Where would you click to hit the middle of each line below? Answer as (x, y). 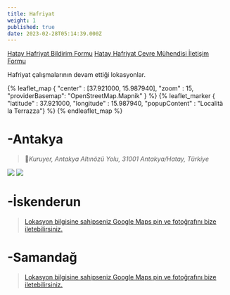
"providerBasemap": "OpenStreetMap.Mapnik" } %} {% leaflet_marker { (111, 96)
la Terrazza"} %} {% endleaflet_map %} (65, 111)
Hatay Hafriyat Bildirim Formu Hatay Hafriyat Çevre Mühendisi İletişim (108, 54)
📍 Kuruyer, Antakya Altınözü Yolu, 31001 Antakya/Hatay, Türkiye (117, 159)
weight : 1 (22, 20)
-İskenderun (44, 202)
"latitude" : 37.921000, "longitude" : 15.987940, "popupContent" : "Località (115, 104)
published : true (31, 27)
